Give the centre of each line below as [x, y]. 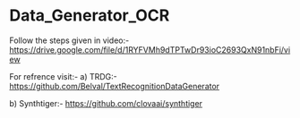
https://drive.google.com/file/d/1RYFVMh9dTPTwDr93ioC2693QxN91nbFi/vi [150, 49]
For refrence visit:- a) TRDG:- [64, 76]
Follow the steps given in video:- [69, 40]
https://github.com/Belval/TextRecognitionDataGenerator [115, 86]
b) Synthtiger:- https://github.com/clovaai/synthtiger [106, 103]
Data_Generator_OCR [90, 16]
